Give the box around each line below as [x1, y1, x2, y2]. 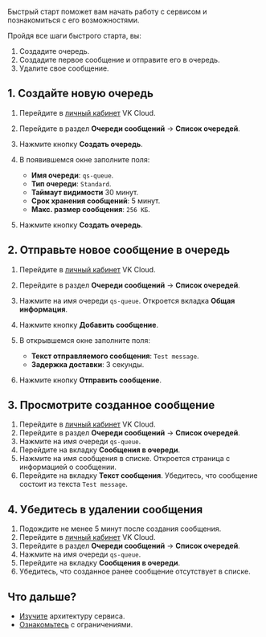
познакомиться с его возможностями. [7, 15, 140, 25]
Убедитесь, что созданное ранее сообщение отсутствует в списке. [18, 566, 251, 577]
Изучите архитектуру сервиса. [18, 611, 125, 621]
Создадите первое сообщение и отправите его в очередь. [18, 55, 220, 64]
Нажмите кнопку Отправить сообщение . [18, 375, 162, 385]
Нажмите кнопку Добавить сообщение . [18, 320, 158, 329]
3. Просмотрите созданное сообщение [7, 398, 215, 412]
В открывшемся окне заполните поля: [18, 335, 150, 345]
